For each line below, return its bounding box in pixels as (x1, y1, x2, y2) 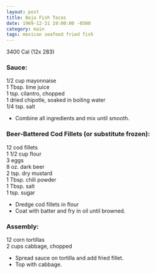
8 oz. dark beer (6, 163, 45, 170)
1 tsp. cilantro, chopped (6, 90, 65, 97)
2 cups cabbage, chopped (6, 242, 73, 250)
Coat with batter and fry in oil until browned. (15, 207, 126, 214)
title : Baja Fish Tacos (6, 15, 67, 21)
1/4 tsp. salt (6, 103, 35, 110)
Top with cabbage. (15, 261, 63, 268)
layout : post (6, 9, 39, 15)
